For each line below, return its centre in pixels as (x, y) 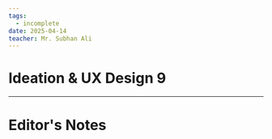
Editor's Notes (57, 125)
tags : (17, 16)
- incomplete (38, 23)
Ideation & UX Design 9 (87, 78)
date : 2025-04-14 (38, 31)
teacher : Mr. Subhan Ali (50, 38)
